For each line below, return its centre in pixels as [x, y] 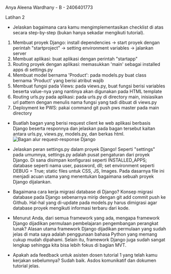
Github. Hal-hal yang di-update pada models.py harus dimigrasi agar [85, 202]
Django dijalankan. [32, 182]
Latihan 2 [15, 17]
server [19, 53]
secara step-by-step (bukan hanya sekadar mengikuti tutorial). [78, 32]
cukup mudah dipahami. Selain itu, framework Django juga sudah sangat [89, 239]
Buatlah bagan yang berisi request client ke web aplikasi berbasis [81, 123]
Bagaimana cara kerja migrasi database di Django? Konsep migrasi [83, 192]
